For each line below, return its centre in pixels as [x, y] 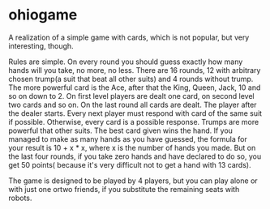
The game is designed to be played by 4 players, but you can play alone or [133, 181]
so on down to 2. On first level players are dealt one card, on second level [131, 96]
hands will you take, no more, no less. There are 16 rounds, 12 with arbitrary [135, 70]
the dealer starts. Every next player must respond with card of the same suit [135, 113]
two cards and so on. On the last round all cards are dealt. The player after [133, 104]
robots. [20, 198]
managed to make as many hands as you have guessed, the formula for [128, 139]
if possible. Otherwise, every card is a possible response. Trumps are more [134, 122]
